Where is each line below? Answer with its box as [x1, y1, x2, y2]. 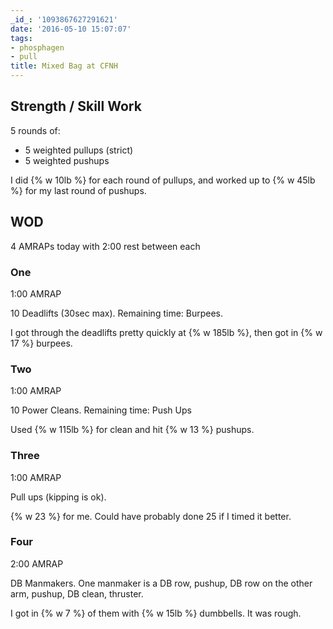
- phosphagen [10, 42, 65, 53]
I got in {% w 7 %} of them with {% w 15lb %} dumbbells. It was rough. [10, 607, 302, 619]
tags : [10, 33, 33, 43]
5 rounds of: [10, 124, 61, 136]
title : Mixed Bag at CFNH [10, 61, 118, 71]
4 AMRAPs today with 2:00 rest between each [10, 240, 201, 252]
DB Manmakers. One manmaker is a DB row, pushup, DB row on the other [10, 577, 313, 589]
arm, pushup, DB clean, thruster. [10, 587, 144, 600]
